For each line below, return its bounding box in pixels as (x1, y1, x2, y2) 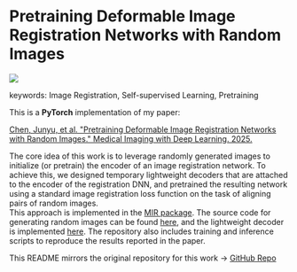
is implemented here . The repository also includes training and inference (9, 226, 275, 237)
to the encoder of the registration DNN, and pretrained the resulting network (9, 179, 288, 190)
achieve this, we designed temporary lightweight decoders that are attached (9, 169, 288, 180)
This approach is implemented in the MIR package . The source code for (9, 206, 271, 218)
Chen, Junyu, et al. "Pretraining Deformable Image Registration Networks (9, 124, 277, 135)
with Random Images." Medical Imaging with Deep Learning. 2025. (9, 133, 253, 144)
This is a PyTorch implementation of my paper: (9, 106, 181, 117)
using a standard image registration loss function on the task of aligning (9, 188, 272, 198)
